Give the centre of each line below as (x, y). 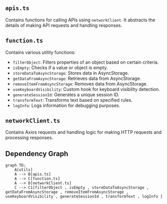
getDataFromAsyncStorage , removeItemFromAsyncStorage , (67, 192)
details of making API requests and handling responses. (64, 25)
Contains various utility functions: (40, 52)
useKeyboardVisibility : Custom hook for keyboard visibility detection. (86, 89)
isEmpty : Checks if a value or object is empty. (60, 67)
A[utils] (24, 170)
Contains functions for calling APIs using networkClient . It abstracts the (80, 20)
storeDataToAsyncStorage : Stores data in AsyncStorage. (71, 73)
